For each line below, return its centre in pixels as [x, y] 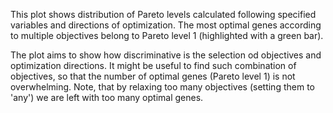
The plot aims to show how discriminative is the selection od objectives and [166, 55]
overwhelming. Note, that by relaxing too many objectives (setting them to [162, 87]
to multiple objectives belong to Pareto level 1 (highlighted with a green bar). [167, 35]
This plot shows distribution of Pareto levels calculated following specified [163, 14]
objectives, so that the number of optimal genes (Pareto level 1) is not [153, 76]
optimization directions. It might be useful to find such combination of [153, 65]
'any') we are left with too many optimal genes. [107, 97]
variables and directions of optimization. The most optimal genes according [166, 25]
